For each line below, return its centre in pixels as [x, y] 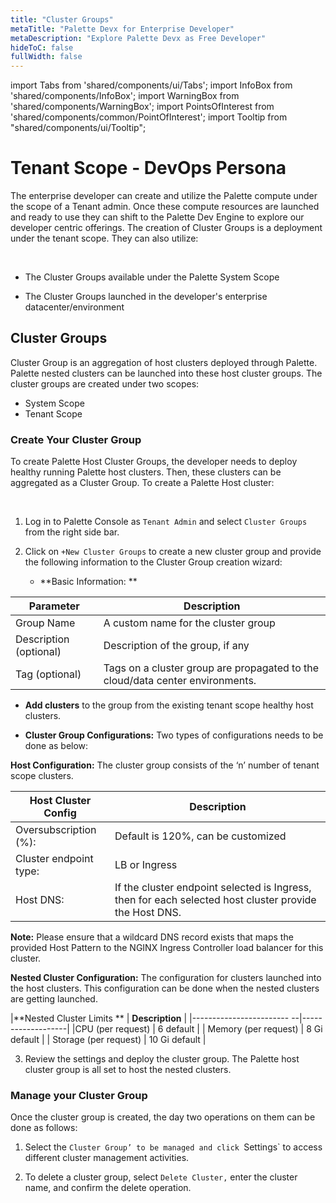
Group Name [45, 623]
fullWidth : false [46, 57]
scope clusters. [42, 776]
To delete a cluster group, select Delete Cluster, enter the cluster [161, 1177]
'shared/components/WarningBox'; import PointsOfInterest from [142, 107]
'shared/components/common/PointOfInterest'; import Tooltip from [149, 117]
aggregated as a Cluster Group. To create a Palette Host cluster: [142, 483]
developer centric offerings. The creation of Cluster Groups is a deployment [166, 228]
